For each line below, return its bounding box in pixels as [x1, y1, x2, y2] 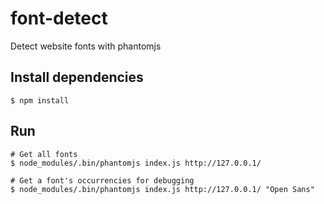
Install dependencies [10, 69, 144, 86]
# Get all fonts [10, 149, 78, 159]
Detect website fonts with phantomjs [10, 40, 162, 52]
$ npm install [10, 95, 70, 106]
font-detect [10, 7, 108, 30]
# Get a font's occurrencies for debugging [10, 175, 195, 186]
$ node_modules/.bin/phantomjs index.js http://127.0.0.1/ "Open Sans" [10, 184, 315, 194]
